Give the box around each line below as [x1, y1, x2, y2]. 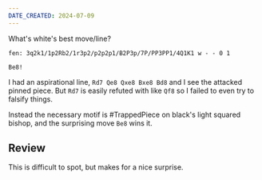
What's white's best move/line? [8, 34, 112, 43]
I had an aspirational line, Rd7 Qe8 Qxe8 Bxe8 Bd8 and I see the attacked [8, 77, 243, 86]
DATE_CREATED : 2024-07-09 [8, 11, 94, 20]
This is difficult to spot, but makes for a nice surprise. [8, 162, 184, 172]
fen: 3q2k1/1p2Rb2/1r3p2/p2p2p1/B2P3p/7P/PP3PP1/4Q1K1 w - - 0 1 [8, 49, 230, 57]
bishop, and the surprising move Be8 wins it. [8, 118, 153, 128]
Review [8, 142, 46, 155]
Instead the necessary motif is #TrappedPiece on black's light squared [8, 110, 241, 119]
